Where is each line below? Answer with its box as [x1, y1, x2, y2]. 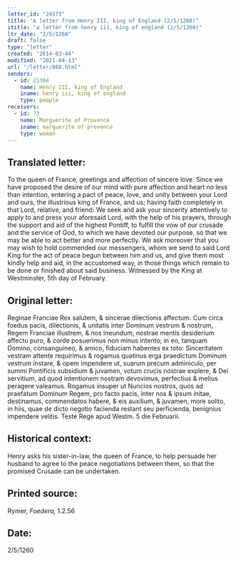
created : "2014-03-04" [7, 51, 75, 58]
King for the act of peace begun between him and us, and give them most [7, 251, 224, 260]
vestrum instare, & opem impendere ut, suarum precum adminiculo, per [7, 359, 217, 368]
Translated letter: [7, 156, 86, 168]
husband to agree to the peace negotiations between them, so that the [7, 459, 215, 467]
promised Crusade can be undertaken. [7, 467, 121, 475]
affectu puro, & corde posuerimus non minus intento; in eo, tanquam [7, 336, 208, 345]
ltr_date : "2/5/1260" [7, 30, 72, 38]
